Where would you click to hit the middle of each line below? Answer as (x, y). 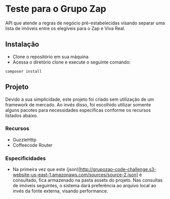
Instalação (22, 45)
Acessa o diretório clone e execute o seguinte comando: (72, 62)
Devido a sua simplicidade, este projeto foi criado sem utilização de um (80, 99)
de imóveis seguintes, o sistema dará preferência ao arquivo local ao (84, 186)
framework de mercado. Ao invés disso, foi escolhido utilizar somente (78, 104)
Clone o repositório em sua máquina (50, 56)
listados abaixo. (22, 116)
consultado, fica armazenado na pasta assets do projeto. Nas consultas (88, 180)
